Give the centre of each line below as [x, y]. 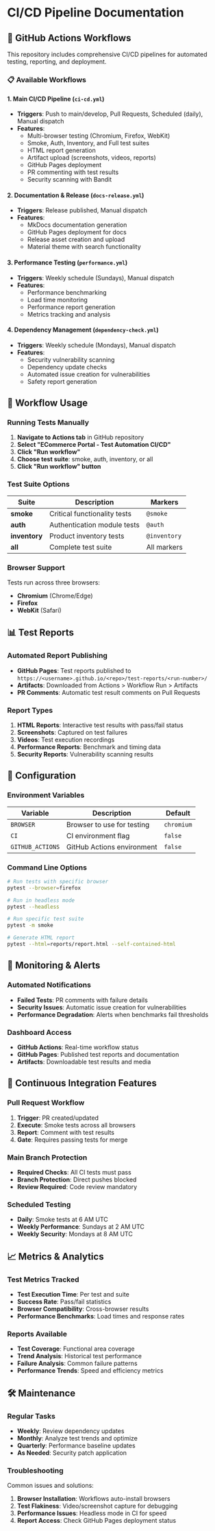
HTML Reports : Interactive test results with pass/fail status [100, 725]
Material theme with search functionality [84, 247]
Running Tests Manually [48, 423]
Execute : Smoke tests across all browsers [76, 1125]
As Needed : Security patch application [72, 1453]
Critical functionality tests [90, 513]
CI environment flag [98, 835]
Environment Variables [46, 795]
